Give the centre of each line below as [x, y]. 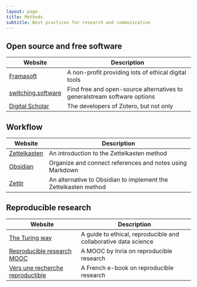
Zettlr [16, 183]
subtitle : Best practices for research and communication [78, 22]
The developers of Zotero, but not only [120, 106]
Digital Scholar [29, 106]
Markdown [64, 170]
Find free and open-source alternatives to [125, 90]
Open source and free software [64, 46]
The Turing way [30, 238]
